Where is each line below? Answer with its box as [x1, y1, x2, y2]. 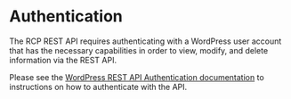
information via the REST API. [9, 54, 117, 65]
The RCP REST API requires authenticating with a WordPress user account [9, 36, 282, 46]
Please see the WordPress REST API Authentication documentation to [9, 71, 264, 82]
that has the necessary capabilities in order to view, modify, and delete [9, 45, 269, 55]
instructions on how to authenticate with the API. [9, 81, 188, 92]
